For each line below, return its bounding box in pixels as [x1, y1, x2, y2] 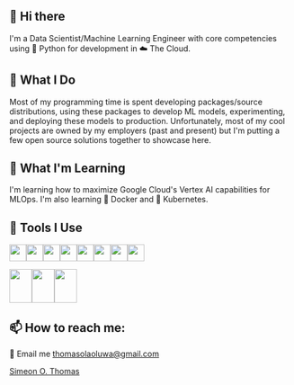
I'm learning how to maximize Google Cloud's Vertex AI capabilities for [9, 184, 271, 195]
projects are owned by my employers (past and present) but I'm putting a [9, 125, 281, 136]
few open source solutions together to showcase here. [9, 134, 211, 145]
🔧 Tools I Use [9, 219, 83, 235]
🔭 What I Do [9, 73, 76, 88]
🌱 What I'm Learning [9, 161, 126, 176]
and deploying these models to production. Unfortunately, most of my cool [9, 115, 286, 126]
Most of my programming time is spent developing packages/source [9, 96, 263, 107]
